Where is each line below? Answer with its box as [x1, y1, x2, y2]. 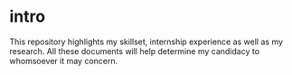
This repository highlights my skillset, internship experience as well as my [9, 36, 283, 47]
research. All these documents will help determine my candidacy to [9, 45, 260, 56]
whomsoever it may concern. [9, 55, 118, 66]
